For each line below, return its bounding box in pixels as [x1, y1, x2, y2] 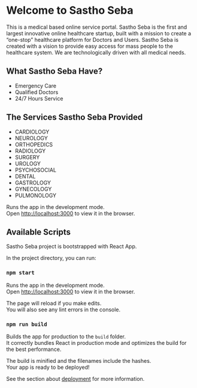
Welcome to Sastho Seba [6, 4, 134, 17]
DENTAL [14, 172, 36, 180]
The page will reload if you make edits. [6, 299, 102, 307]
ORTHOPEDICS [14, 141, 53, 148]
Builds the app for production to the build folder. [6, 333, 126, 340]
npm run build [6, 321, 47, 328]
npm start [6, 269, 35, 276]
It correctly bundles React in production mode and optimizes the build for [6, 339, 187, 346]
